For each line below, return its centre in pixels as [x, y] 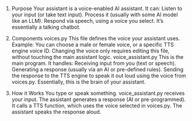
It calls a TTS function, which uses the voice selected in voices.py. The [97, 106]
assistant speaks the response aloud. [56, 112]
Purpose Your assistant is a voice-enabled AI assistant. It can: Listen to [97, 8]
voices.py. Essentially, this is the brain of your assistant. [78, 82]
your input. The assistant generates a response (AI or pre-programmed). [99, 99]
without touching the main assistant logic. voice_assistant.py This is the [97, 57]
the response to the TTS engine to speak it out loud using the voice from [99, 76]
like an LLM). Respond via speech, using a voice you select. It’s [87, 21]
